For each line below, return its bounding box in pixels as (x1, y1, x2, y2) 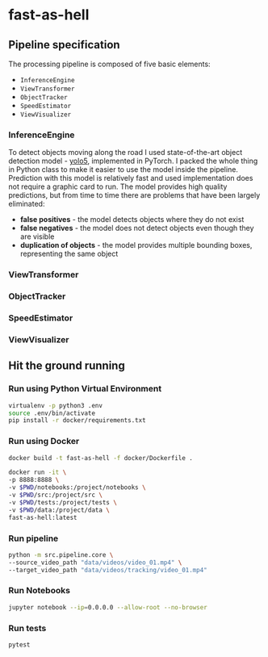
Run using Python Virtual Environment (8, 383, 162, 395)
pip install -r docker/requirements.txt (8, 416, 147, 425)
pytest (8, 640, 31, 649)
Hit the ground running (8, 359, 125, 373)
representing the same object (19, 249, 119, 259)
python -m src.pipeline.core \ (8, 550, 114, 559)
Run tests (8, 622, 47, 634)
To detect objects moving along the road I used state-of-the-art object (8, 148, 243, 157)
